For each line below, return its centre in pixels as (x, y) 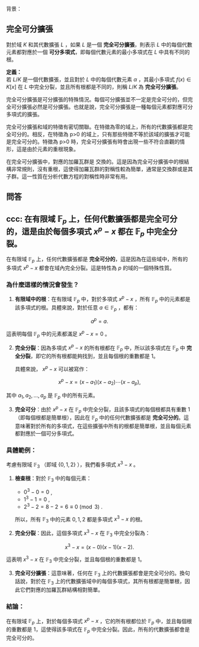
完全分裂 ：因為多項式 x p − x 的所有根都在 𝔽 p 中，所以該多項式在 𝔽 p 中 (100, 348)
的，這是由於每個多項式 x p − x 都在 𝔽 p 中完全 (88, 231)
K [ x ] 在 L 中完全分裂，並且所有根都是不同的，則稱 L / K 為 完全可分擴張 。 (94, 87)
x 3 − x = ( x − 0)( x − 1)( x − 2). (99, 546)
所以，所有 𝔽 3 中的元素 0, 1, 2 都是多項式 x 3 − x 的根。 (80, 519)
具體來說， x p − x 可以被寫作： (52, 368)
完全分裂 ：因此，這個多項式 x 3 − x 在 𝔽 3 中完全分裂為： (82, 533)
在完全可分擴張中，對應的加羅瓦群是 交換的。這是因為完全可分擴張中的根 (95, 161)
